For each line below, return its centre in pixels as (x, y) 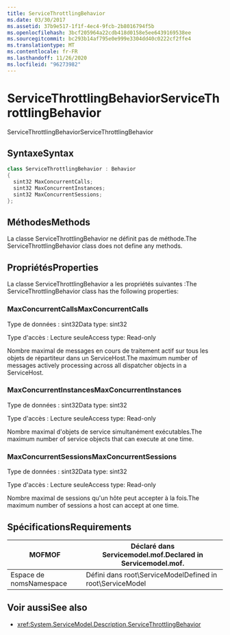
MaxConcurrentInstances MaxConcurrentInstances (94, 390)
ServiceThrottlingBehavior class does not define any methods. (95, 246)
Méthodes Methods (49, 222)
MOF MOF (45, 554)
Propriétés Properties (53, 267)
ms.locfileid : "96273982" (44, 64)
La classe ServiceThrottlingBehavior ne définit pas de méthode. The (102, 239)
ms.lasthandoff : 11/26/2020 (47, 58)
